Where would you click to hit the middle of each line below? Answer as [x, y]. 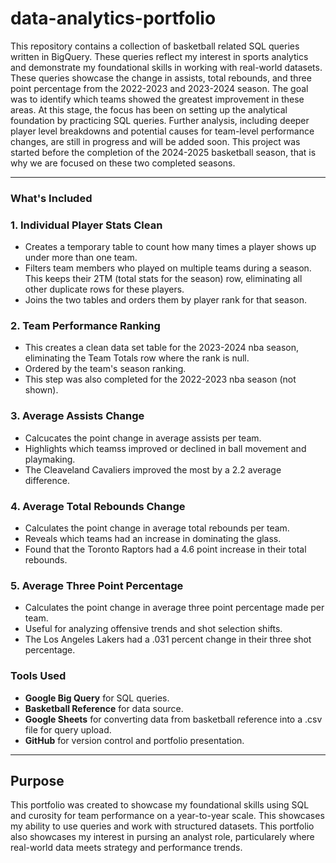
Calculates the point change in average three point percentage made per [174, 608]
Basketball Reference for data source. [104, 708]
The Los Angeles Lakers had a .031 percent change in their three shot [168, 639]
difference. [47, 480]
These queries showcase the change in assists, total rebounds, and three [161, 78]
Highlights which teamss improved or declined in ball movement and [165, 448]
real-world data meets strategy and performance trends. [126, 848]
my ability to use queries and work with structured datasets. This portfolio [162, 826]
